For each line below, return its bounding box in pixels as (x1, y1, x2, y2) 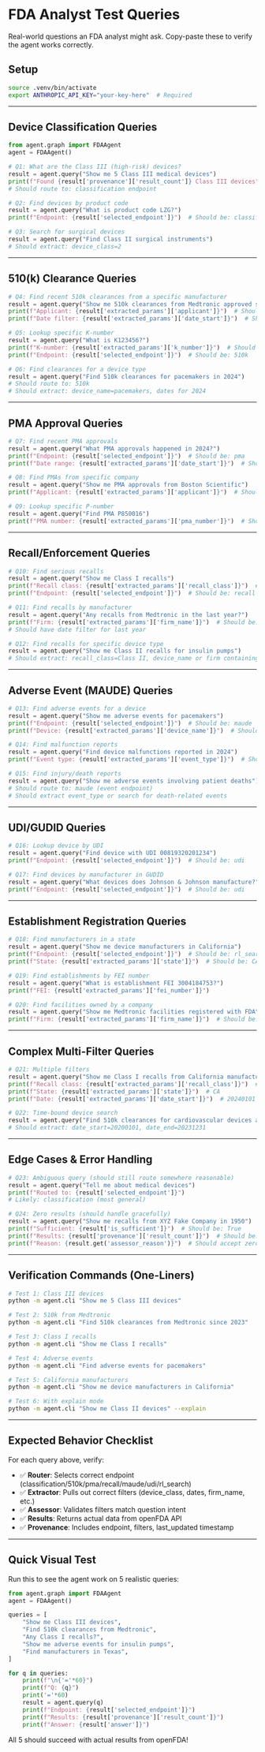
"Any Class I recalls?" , (22, 1633, 104, 1641)
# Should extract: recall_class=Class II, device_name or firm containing (8, 655, 259, 663)
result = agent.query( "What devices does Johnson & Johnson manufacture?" (8, 878, 259, 886)
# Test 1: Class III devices (8, 1290, 104, 1298)
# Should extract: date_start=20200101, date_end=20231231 (8, 1124, 207, 1132)
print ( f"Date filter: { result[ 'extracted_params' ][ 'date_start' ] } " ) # (8, 315, 248, 323)
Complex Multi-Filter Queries (8, 1044, 155, 1058)
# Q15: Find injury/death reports (8, 770, 122, 778)
